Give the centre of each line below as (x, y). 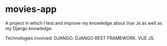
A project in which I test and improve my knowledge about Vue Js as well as (84, 23)
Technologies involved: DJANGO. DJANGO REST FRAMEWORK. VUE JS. (80, 38)
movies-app (31, 9)
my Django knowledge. (29, 28)
